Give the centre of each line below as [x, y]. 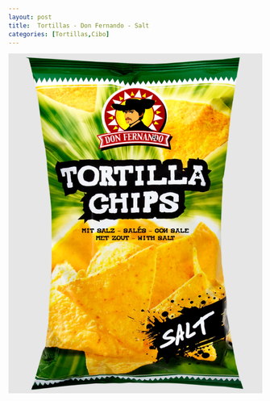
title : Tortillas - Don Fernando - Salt [79, 25]
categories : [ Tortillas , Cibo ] [59, 34]
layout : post [30, 17]
